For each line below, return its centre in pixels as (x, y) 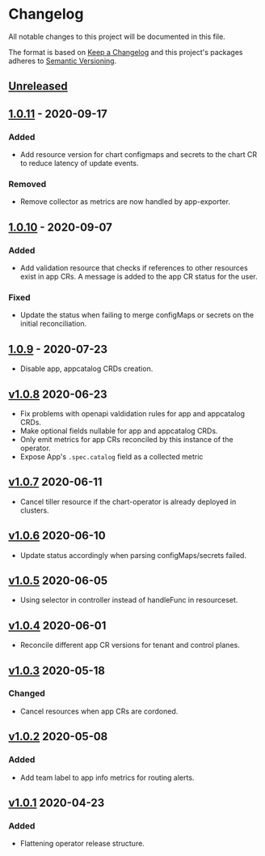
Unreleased (38, 86)
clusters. (35, 510)
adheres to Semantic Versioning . (63, 61)
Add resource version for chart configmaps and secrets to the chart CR (138, 155)
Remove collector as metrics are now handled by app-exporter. (125, 202)
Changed (27, 693)
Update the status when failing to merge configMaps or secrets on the (137, 315)
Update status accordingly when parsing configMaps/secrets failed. (133, 555)
